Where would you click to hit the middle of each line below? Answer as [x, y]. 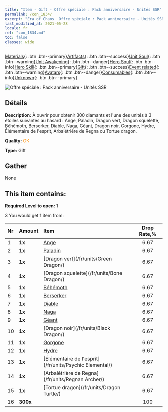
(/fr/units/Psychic [64, 365]
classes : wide [20, 42]
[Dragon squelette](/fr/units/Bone [83, 273]
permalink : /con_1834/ [29, 14]
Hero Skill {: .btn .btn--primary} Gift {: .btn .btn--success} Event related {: [87, 67]
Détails [16, 103]
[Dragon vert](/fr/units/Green [78, 259]
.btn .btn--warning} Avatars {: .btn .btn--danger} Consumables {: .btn [74, 72]
